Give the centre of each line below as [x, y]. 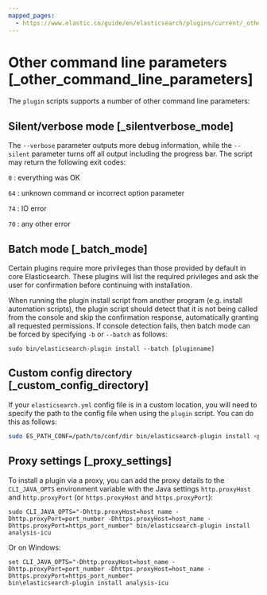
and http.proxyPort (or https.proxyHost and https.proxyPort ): [110, 497]
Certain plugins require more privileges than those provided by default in [127, 268]
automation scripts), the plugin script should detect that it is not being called [133, 309]
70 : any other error [39, 224]
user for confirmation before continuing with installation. [100, 285]
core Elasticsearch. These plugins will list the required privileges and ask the [133, 277]
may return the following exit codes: [67, 162]
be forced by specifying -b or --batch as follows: [88, 334]
